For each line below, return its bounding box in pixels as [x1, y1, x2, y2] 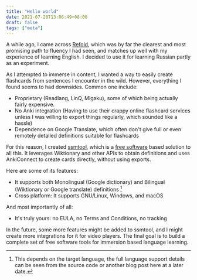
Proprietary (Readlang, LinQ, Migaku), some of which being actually [14, 95, 178, 102]
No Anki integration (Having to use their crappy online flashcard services [14, 107, 191, 114]
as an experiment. [6, 60, 50, 67]
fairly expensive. [14, 101, 55, 108]
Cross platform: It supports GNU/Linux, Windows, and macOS [14, 192, 164, 199]
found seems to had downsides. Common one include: [6, 83, 138, 91]
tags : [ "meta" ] [6, 25, 43, 31]
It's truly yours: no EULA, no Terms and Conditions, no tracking [14, 214, 167, 221]
